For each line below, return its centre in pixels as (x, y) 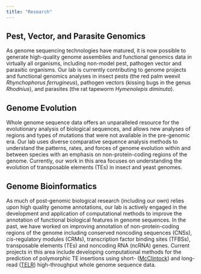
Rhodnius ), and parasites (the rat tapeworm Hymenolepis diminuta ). (90, 89)
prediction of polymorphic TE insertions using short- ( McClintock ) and (93, 258)
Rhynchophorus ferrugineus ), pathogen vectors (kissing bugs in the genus (99, 83)
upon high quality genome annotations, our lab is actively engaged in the (97, 207)
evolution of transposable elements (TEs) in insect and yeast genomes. (94, 167)
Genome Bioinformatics (52, 186)
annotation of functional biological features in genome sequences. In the (96, 220)
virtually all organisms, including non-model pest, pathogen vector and (94, 63)
